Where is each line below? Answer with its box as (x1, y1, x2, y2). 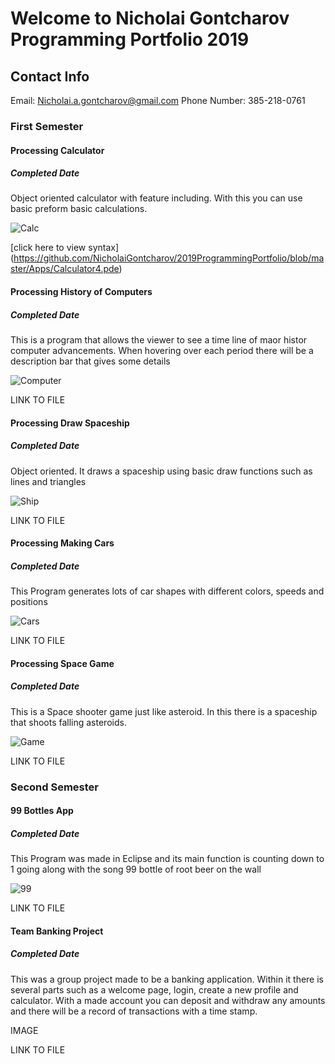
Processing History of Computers (10, 286, 153, 298)
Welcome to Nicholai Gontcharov (10, 7, 290, 30)
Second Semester (10, 780, 100, 794)
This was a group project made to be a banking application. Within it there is (10, 973, 324, 985)
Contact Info (10, 68, 90, 85)
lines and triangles (10, 475, 87, 487)
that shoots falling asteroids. (10, 716, 127, 728)
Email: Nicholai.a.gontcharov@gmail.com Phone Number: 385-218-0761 (10, 95, 306, 106)
